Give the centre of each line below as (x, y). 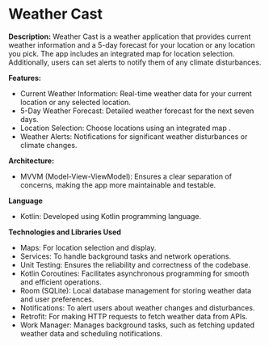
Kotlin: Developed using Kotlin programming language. (111, 216)
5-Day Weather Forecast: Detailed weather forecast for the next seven (137, 111)
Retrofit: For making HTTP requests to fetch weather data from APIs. (134, 316)
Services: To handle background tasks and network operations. (126, 256)
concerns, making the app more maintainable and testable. (118, 185)
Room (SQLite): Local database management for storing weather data (136, 290)
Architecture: (32, 160)
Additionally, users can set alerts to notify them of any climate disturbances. (135, 62)
